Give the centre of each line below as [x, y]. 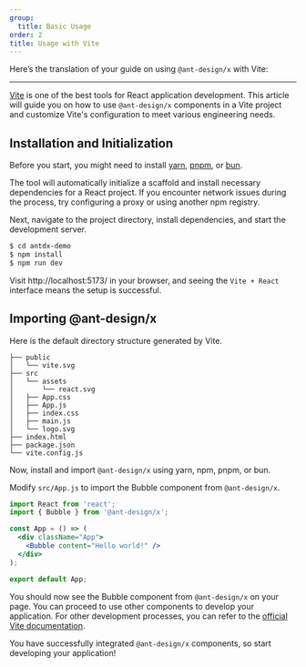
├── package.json [42, 445]
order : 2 [26, 35]
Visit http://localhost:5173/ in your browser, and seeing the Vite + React [144, 280]
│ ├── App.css [40, 397]
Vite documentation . [47, 625]
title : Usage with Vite [55, 43]
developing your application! [63, 652]
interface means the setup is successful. [86, 290]
